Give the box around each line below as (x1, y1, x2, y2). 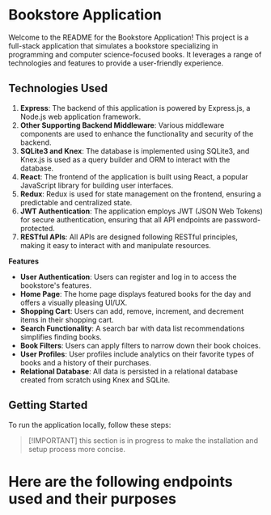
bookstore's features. (19, 281, 92, 290)
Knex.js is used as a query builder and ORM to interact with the (19, 154, 231, 164)
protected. (19, 223, 55, 233)
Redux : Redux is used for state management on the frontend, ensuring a (19, 188, 261, 199)
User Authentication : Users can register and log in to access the (19, 272, 237, 281)
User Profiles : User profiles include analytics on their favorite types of (19, 349, 255, 359)
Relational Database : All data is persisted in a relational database (19, 366, 239, 376)
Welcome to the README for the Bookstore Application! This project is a (8, 32, 249, 42)
